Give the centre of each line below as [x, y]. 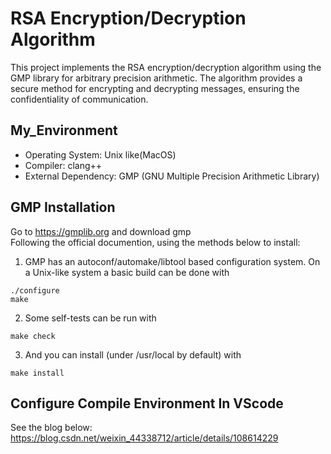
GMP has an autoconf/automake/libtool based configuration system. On [172, 261]
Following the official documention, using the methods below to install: [155, 242]
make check [33, 336]
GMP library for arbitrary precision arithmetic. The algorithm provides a [156, 78]
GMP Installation [63, 207]
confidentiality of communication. [79, 99]
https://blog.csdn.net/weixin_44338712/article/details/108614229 [144, 438]
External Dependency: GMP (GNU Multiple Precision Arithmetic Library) [172, 176]
